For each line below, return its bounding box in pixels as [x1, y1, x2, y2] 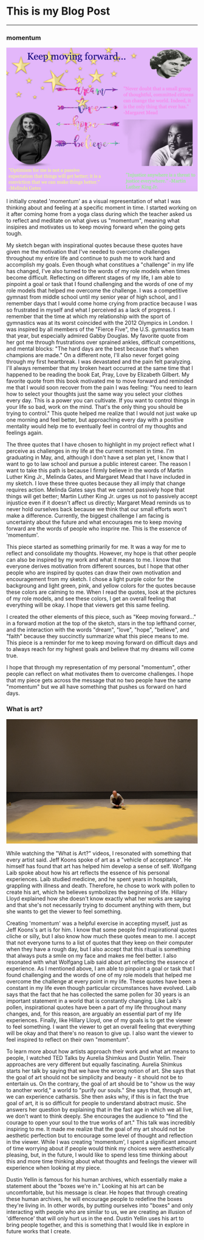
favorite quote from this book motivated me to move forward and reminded [6, 377, 194, 385]
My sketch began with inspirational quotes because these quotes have [6, 242, 183, 249]
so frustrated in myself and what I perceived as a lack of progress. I [6, 306, 175, 314]
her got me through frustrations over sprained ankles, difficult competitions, [6, 339, 196, 346]
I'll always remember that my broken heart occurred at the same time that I [6, 364, 193, 372]
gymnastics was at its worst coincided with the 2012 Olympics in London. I [6, 319, 193, 327]
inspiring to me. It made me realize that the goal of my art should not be [6, 1126, 185, 1133]
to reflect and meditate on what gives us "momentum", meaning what [6, 217, 180, 225]
